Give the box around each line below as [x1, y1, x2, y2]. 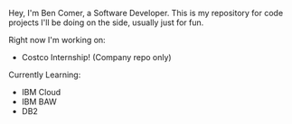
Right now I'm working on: [8, 35, 106, 45]
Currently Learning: [8, 69, 81, 80]
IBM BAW [21, 96, 58, 107]
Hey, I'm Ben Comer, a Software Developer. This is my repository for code [8, 8, 284, 18]
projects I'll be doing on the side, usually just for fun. [8, 17, 204, 28]
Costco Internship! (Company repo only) [21, 52, 173, 62]
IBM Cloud [21, 87, 61, 97]
